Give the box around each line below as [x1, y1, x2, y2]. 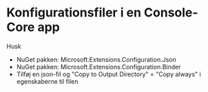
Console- [143, 5, 198, 21]
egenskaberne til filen [16, 77, 79, 85]
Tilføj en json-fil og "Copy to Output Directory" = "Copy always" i [16, 70, 201, 78]
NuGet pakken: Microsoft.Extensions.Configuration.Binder [16, 62, 181, 71]
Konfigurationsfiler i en [6, 5, 142, 21]
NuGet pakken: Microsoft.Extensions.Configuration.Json [16, 55, 176, 63]
